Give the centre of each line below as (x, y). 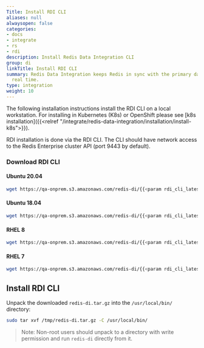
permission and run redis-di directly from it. (76, 338)
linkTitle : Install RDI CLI (42, 68)
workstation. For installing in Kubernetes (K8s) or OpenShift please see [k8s (101, 115)
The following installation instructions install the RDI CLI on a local (89, 108)
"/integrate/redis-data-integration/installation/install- (126, 121)
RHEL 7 (15, 256)
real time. (25, 80)
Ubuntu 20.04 (24, 176)
